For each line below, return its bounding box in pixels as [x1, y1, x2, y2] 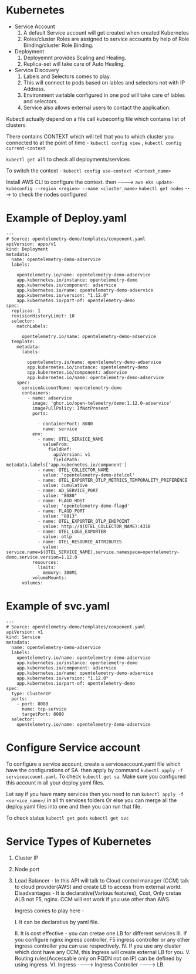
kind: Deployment [6, 246, 49, 252]
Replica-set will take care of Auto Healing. [23, 60, 125, 67]
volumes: [21, 580, 43, 586]
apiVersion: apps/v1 [6, 241, 57, 247]
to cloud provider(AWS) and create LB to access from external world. [14, 883, 182, 890]
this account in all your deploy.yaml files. [6, 779, 104, 786]
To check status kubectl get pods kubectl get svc [6, 814, 129, 821]
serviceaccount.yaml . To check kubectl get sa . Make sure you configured [6, 773, 186, 780]
